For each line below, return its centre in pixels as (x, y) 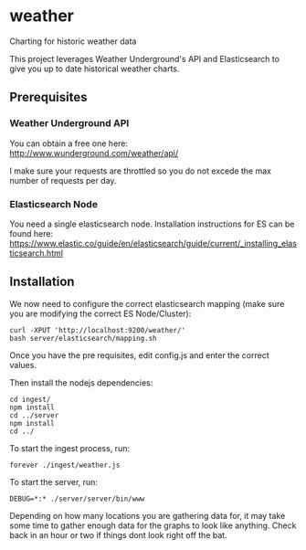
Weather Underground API (69, 123)
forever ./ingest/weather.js (65, 465)
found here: (31, 233)
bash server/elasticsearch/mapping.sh (83, 338)
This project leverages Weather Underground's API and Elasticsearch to (145, 58)
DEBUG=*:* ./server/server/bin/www (77, 499)
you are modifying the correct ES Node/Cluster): (100, 313)
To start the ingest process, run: (70, 448)
